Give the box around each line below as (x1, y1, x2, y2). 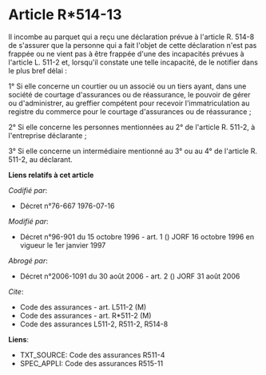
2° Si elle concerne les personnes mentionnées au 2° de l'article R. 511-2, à (8, 122, 256, 132)
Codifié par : (8, 185, 48, 195)
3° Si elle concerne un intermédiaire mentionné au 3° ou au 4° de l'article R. (8, 146, 258, 156)
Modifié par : (8, 216, 50, 226)
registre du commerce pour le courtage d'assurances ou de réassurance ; (8, 106, 252, 116)
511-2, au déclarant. (8, 154, 73, 164)
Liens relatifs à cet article (8, 170, 94, 180)
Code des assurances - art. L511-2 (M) (19, 302, 147, 312)
